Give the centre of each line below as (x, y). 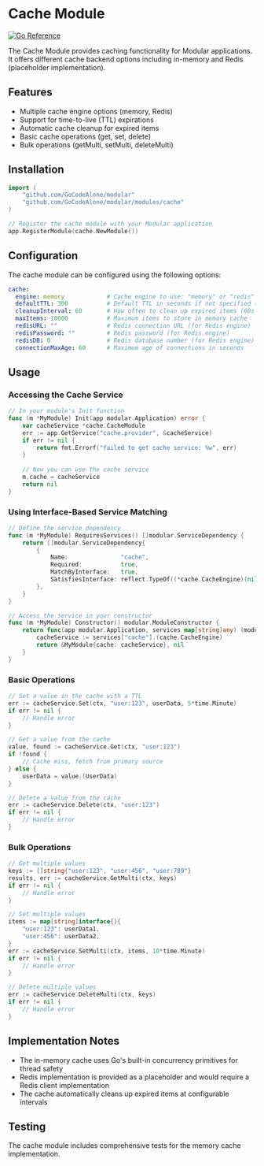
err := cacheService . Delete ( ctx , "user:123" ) (84, 805)
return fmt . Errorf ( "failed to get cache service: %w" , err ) (137, 447)
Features (30, 93)
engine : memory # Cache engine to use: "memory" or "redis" (135, 296)
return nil (40, 484)
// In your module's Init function (66, 411)
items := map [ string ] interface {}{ (65, 922)
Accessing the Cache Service (66, 395)
